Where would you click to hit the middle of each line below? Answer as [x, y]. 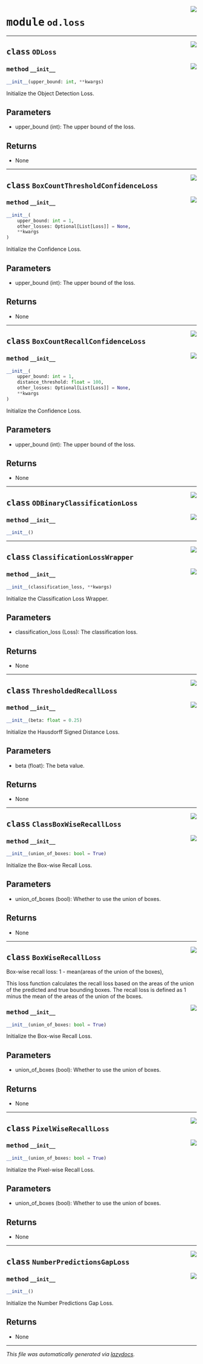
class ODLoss [31, 52]
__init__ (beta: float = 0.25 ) [44, 720]
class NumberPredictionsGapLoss [68, 1262]
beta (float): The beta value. [50, 765]
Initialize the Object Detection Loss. [50, 93]
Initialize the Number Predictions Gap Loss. [60, 1303]
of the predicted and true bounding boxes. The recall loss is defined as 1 [96, 990]
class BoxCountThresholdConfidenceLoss [82, 185]
